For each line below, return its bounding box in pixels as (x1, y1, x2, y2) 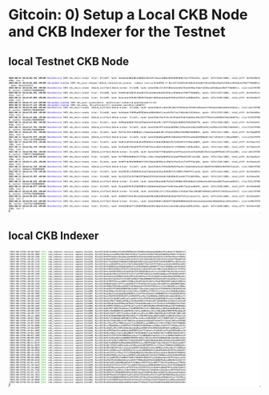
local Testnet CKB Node (8, 54, 130, 68)
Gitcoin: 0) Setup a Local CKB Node (8, 6, 248, 24)
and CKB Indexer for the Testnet (8, 22, 226, 41)
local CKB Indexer (8, 228, 99, 242)
